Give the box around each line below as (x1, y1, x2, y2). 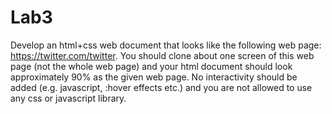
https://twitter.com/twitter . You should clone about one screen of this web (10, 49, 315, 61)
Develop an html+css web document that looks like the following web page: (10, 39, 322, 51)
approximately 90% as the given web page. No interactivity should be (10, 71, 298, 83)
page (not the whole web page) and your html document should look (10, 60, 293, 72)
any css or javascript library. (10, 92, 127, 104)
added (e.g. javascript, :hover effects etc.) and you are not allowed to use (10, 81, 313, 93)
